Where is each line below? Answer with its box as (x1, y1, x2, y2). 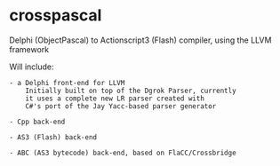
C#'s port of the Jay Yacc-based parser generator (25, 101, 217, 111)
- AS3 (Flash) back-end (9, 132, 98, 142)
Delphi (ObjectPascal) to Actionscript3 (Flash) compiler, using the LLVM (9, 35, 272, 45)
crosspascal (9, 5, 102, 26)
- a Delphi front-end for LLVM (9, 78, 125, 87)
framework (9, 43, 50, 54)
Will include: (9, 61, 55, 72)
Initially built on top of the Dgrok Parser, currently (25, 86, 237, 95)
